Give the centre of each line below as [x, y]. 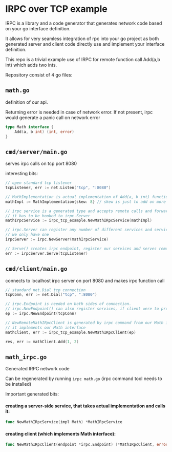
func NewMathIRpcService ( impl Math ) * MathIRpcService [64, 422]
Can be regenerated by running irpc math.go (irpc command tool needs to [84, 379]
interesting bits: [22, 174]
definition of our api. [27, 102]
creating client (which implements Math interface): [61, 434]
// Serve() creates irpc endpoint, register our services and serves [81, 249]
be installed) [18, 384]
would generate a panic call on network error [53, 117]
